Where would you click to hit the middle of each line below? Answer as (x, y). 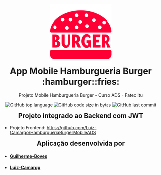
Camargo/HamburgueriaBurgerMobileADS (53, 133)
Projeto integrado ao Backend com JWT (81, 115)
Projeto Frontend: (27, 128)
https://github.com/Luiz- (71, 128)
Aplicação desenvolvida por (81, 144)
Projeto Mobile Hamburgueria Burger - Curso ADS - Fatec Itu (81, 95)
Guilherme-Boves (28, 156)
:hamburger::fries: (81, 82)
